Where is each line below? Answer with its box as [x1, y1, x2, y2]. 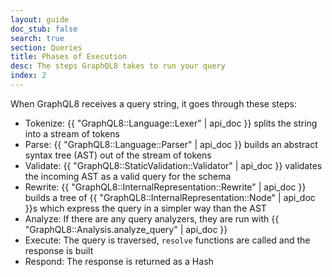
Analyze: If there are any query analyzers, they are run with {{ [24, 212, 280, 225]
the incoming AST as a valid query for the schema [24, 170, 232, 182]
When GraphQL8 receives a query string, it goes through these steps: [10, 97, 297, 110]
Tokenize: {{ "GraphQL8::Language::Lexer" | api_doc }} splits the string [24, 117, 318, 129]
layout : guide [10, 14, 70, 25]
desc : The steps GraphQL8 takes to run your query [10, 61, 226, 71]
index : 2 [10, 71, 47, 81]
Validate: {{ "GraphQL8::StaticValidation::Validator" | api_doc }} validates [24, 159, 323, 171]
